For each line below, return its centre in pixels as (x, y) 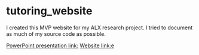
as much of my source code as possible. (56, 33)
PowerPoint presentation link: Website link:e (60, 45)
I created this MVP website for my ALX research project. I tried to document (99, 27)
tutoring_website (49, 11)
